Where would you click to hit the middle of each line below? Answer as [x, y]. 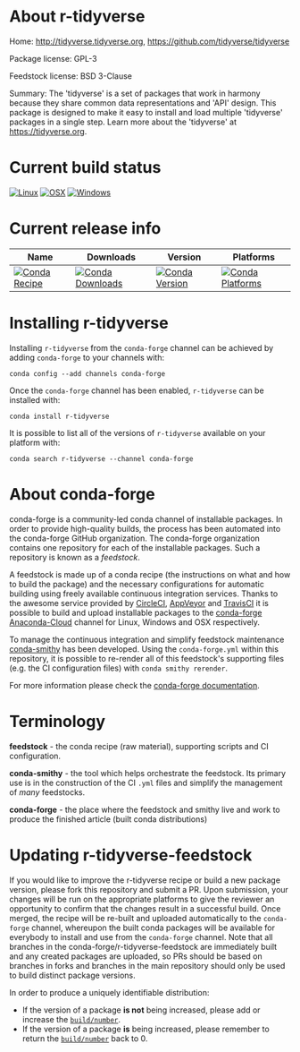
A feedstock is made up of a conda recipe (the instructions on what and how [150, 574]
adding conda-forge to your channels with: [87, 357]
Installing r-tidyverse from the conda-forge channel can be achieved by [142, 347]
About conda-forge [82, 494]
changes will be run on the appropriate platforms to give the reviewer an [142, 899]
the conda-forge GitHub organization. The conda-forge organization [135, 538]
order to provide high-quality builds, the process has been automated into [145, 528]
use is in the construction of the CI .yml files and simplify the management [146, 783]
